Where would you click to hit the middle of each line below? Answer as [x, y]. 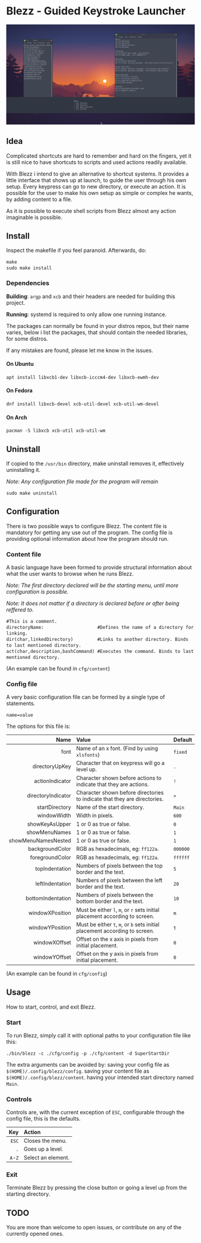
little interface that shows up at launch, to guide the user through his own [96, 180]
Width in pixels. [95, 815]
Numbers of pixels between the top [119, 865]
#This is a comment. [32, 622]
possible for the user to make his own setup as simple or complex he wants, [100, 192]
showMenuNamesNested [40, 841]
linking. [17, 634]
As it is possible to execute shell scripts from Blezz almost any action [91, 210]
